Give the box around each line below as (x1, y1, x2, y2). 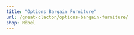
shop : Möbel (6, 20, 36, 26)
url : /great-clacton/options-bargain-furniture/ (6, 14, 129, 20)
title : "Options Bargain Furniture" (6, 8, 97, 15)
